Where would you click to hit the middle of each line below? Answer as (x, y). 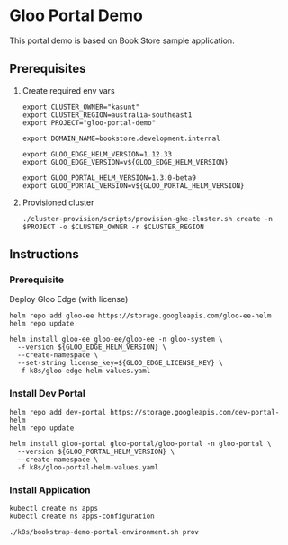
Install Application (50, 489)
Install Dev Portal (47, 394)
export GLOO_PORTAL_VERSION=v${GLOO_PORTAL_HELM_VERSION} (133, 185)
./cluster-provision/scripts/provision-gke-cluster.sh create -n (147, 219)
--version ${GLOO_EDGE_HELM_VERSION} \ (92, 347)
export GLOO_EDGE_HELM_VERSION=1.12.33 (97, 154)
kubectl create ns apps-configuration (82, 517)
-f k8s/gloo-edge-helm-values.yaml (84, 371)
